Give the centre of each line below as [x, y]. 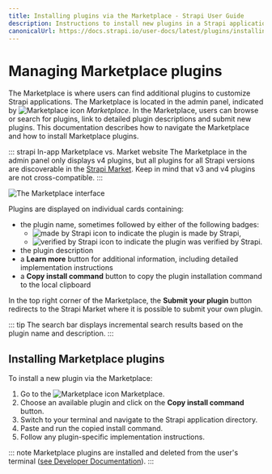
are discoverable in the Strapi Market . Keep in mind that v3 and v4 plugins [132, 169]
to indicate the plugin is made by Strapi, [175, 233]
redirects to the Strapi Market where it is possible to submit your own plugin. [136, 309]
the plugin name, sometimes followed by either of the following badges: [140, 225]
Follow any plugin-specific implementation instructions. [112, 437]
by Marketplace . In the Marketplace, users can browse [134, 111]
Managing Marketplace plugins [115, 71]
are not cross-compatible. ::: [56, 178]
